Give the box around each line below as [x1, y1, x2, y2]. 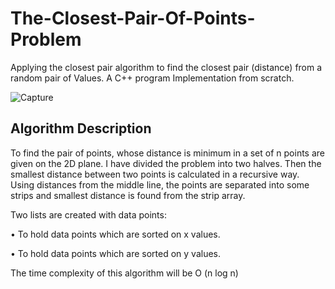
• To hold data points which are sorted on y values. [10, 247, 221, 259]
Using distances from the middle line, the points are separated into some [10, 178, 310, 191]
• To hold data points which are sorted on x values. [10, 228, 221, 240]
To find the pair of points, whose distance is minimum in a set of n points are [10, 147, 325, 159]
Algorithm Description [10, 120, 152, 137]
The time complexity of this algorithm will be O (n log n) [10, 267, 239, 279]
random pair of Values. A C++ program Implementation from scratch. [10, 72, 295, 84]
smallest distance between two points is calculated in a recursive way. [10, 168, 300, 180]
